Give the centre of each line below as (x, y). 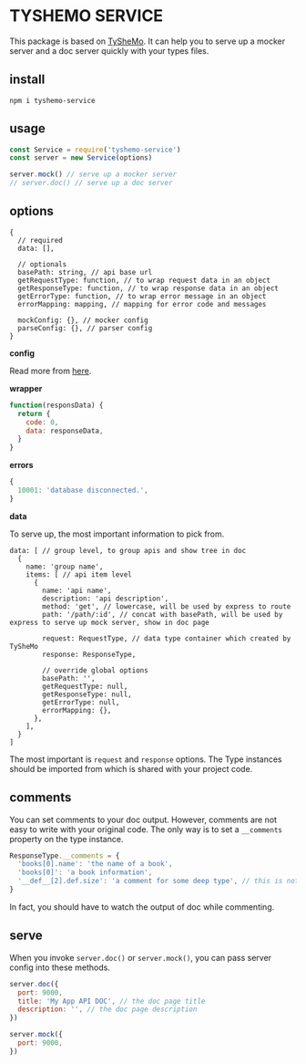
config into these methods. (60, 967)
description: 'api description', (106, 599)
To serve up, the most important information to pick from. (117, 534)
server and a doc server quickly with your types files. (109, 50)
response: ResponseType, (89, 654)
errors (21, 465)
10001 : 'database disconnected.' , (83, 490)
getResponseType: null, (87, 694)
